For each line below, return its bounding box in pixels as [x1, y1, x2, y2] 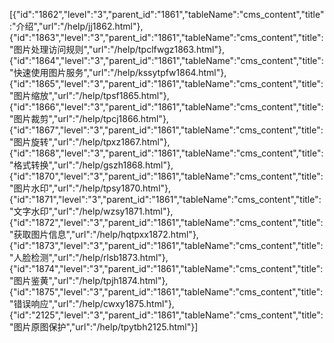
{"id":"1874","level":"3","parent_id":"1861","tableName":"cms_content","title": [9, 263, 324, 274]
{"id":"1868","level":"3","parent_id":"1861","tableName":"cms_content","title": [9, 147, 324, 159]
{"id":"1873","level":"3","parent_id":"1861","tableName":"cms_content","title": [9, 240, 324, 251]
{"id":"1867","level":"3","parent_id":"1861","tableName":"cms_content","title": [9, 124, 324, 136]
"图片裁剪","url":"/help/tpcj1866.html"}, [9, 113, 169, 124]
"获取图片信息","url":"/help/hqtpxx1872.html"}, [9, 229, 199, 240]
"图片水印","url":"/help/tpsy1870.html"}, [9, 182, 172, 194]
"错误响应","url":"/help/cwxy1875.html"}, [9, 298, 175, 309]
